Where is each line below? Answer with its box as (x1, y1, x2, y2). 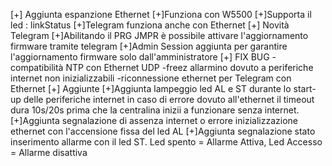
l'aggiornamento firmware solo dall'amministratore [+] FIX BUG (10, 51, 270, 63)
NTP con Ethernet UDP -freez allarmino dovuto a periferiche (65, 62, 314, 73)
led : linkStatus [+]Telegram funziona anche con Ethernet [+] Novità (10, 19, 290, 31)
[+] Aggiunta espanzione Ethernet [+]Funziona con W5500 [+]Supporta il (10, 9, 312, 20)
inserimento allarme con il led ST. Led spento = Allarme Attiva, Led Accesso (10, 136, 323, 148)
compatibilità (10, 62, 64, 73)
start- (293, 83, 317, 94)
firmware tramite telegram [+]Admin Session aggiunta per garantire (10, 40, 288, 52)
